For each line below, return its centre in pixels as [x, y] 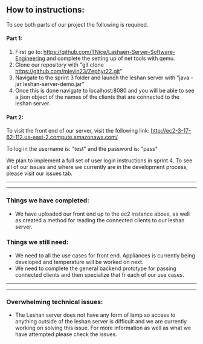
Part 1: [14, 38]
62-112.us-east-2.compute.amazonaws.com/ [62, 137]
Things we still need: [37, 242]
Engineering [30, 58]
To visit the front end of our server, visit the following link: [78, 131]
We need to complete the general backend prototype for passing [95, 268]
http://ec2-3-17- [171, 131]
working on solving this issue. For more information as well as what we [103, 328]
